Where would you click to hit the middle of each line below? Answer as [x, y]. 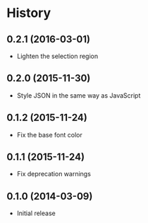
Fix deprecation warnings [54, 174]
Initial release [36, 213]
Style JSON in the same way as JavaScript [79, 95]
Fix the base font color [49, 135]
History [29, 13]
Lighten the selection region [57, 56]
